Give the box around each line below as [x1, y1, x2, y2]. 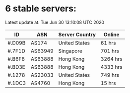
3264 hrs [100, 55, 123, 62]
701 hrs [100, 47, 120, 54]
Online [103, 31, 120, 38]
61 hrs [100, 39, 116, 46]
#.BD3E [7, 63, 26, 70]
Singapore [58, 47, 83, 54]
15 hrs [100, 80, 116, 87]
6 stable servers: [5, 3, 77, 14]
